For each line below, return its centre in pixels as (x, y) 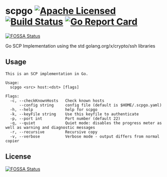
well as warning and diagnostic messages (50, 127)
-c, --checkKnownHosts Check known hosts (57, 101)
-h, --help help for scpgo (54, 109)
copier (12, 141)
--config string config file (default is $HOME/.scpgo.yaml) (90, 105)
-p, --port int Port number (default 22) (65, 118)
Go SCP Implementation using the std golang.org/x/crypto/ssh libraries (80, 46)
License (18, 157)
